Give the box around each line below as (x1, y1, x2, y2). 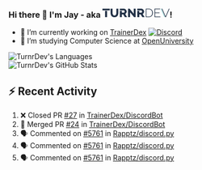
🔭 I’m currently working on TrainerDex (19, 27, 147, 36)
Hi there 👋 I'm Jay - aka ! (8, 9, 173, 20)
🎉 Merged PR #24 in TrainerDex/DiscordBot (19, 119, 166, 129)
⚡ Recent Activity (8, 85, 98, 99)
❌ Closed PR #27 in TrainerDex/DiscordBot (19, 110, 163, 120)
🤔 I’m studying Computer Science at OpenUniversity (19, 36, 194, 45)
